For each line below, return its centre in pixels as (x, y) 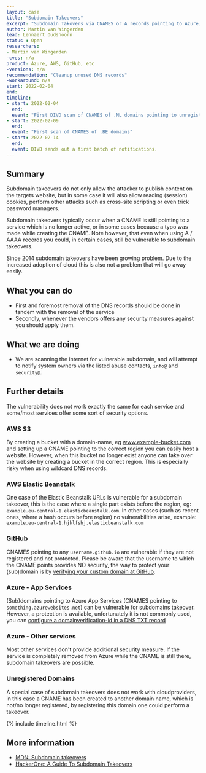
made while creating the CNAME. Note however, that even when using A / (99, 233)
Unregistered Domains (40, 678)
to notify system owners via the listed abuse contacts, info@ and (97, 366)
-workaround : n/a (29, 80)
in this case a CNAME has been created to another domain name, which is (100, 699)
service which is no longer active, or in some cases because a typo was (97, 227)
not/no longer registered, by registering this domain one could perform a (98, 705)
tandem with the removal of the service (65, 312)
